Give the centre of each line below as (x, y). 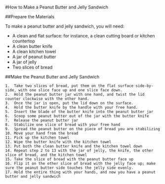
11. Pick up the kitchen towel (37, 138)
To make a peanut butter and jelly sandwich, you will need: (65, 26)
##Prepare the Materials (30, 17)
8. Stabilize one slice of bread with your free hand (63, 125)
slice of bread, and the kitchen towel (46, 155)
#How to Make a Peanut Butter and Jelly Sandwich (57, 7)
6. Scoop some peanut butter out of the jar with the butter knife (77, 116)
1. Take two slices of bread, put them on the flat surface (69, 86)
